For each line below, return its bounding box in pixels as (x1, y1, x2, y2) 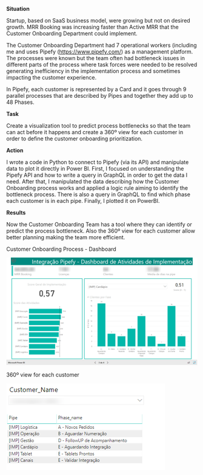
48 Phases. (6, 98, 35, 106)
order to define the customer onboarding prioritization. (6, 135, 143, 142)
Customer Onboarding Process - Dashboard (6, 245, 116, 253)
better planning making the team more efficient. (6, 234, 125, 241)
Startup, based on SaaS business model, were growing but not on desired (6, 17, 191, 24)
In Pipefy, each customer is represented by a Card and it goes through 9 (6, 86, 187, 93)
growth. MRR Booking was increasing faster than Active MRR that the (6, 24, 179, 30)
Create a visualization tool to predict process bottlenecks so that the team (6, 122, 191, 129)
